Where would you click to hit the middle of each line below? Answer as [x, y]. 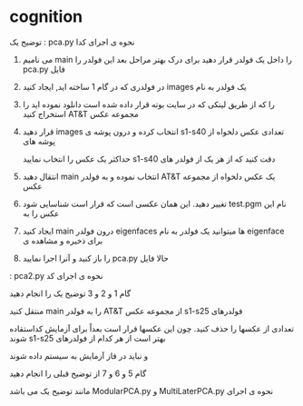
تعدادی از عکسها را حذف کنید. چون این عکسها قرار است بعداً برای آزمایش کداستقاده [152, 328]
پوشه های [39, 141]
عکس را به [41, 213]
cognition [46, 17]
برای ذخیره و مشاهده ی [63, 240]
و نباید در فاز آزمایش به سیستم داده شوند [79, 355]
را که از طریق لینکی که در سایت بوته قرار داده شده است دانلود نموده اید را [148, 104]
